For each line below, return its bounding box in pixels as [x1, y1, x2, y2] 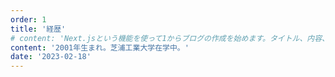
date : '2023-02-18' [10, 52, 92, 62]
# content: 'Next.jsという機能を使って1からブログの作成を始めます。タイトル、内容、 [10, 33, 330, 43]
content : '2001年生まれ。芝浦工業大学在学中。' [10, 42, 190, 53]
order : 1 [10, 14, 47, 25]
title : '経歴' [10, 24, 67, 34]
